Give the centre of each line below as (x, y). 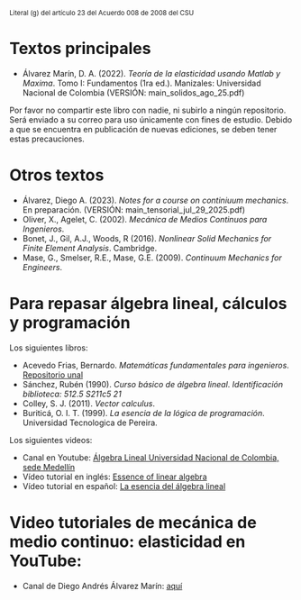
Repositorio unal (53, 375)
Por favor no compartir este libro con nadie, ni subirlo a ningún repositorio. (148, 110)
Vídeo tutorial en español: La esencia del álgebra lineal (124, 486)
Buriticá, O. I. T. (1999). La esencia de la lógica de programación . (144, 413)
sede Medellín (49, 467)
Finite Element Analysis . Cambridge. (90, 248)
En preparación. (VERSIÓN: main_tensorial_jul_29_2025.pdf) (134, 209)
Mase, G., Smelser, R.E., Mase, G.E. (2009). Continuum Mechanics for (152, 258)
